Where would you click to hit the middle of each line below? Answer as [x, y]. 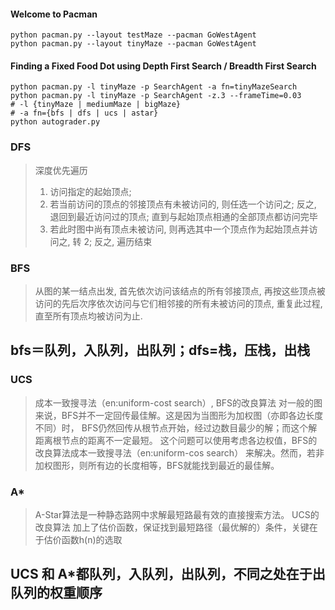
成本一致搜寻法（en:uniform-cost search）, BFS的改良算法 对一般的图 [178, 402]
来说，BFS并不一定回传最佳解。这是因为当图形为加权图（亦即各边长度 [179, 415]
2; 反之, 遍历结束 [118, 241]
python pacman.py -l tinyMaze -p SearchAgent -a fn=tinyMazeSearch [154, 87]
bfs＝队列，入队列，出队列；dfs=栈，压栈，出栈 [160, 350]
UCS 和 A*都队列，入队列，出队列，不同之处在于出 [168, 574]
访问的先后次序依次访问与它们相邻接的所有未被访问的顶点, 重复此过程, [178, 303]
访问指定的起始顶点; [90, 191]
